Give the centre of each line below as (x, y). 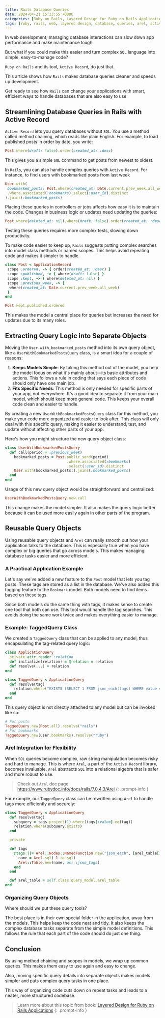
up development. (22, 82)
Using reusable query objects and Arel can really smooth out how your (77, 540)
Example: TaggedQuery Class (41, 627)
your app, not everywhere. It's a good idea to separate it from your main (85, 393)
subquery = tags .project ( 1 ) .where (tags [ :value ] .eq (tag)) (73, 822)
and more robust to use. (29, 774)
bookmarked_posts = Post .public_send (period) (61, 457)
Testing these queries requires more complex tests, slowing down (72, 231)
